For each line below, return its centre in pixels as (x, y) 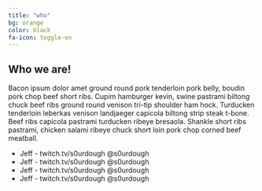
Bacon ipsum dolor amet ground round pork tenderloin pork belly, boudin (127, 88)
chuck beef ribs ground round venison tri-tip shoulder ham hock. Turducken (131, 105)
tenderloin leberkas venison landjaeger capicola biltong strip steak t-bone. (129, 113)
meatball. (23, 138)
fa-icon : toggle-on (40, 37)
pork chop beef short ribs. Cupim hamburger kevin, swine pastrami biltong (129, 97)
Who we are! (40, 69)
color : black (30, 30)
